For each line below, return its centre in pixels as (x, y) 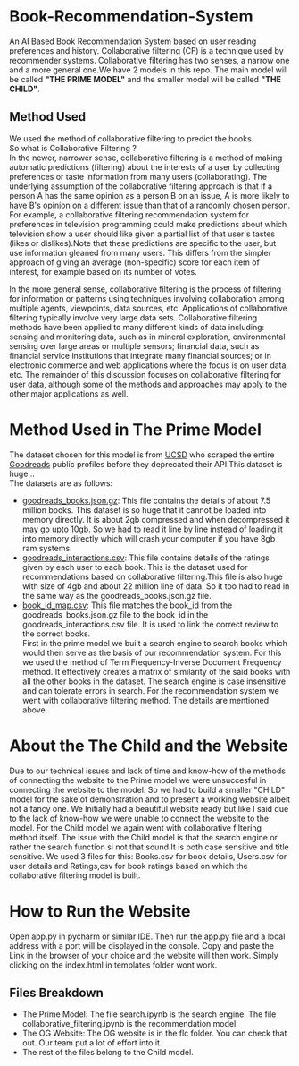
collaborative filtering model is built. (75, 875)
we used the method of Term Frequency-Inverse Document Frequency (152, 662)
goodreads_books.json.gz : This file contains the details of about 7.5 (146, 500)
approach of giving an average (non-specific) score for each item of (135, 262)
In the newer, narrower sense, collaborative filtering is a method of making (146, 158)
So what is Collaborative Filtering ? (73, 148)
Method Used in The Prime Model (135, 429)
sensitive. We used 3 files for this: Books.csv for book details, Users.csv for (148, 856)
